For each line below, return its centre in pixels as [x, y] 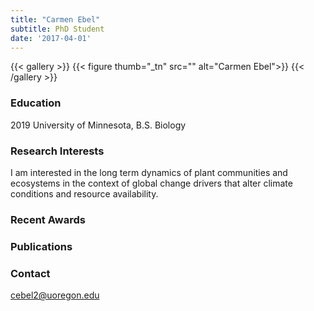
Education [36, 103]
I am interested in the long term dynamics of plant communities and [149, 172]
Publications [41, 246]
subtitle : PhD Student [57, 29]
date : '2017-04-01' [51, 38]
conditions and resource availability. [84, 193]
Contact [30, 273]
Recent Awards [48, 219]
